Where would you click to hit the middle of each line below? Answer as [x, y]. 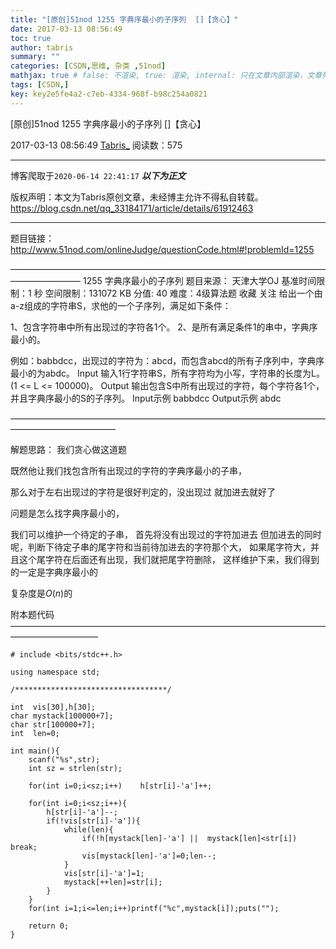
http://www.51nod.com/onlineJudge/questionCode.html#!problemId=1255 [162, 249]
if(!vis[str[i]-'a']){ [93, 821]
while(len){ [88, 829]
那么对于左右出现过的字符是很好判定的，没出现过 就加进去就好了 [143, 492]
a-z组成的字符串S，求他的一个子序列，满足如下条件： [121, 305]
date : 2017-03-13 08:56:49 [66, 29]
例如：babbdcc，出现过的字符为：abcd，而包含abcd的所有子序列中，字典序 [167, 360]
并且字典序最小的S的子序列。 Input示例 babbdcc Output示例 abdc [146, 398]
